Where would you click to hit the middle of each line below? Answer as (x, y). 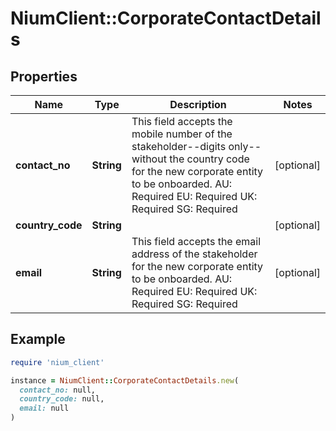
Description (198, 104)
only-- (245, 146)
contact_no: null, (58, 390)
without (149, 159)
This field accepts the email (196, 241)
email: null (44, 408)
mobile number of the (182, 134)
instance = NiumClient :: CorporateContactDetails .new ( (125, 380)
